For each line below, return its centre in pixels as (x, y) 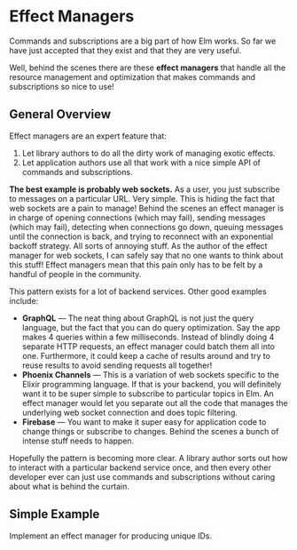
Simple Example (55, 514)
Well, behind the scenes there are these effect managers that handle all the (148, 68)
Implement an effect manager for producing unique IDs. (111, 536)
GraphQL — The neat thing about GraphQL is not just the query (138, 318)
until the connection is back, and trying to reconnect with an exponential (141, 236)
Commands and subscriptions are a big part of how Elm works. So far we (143, 41)
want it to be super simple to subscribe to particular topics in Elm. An (148, 394)
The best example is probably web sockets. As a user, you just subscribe (145, 189)
